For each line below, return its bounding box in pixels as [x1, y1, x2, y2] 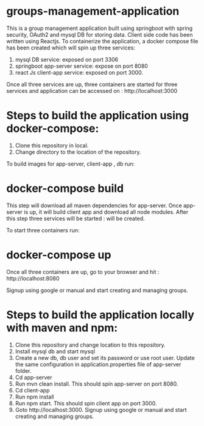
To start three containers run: [6, 226, 80, 233]
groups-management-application [6, 4, 180, 18]
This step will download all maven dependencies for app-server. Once [6, 202, 183, 209]
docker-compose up [6, 248, 111, 262]
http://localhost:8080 [6, 274, 60, 282]
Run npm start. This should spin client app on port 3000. [15, 399, 157, 407]
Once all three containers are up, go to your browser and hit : [6, 268, 160, 276]
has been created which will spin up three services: [6, 44, 136, 51]
